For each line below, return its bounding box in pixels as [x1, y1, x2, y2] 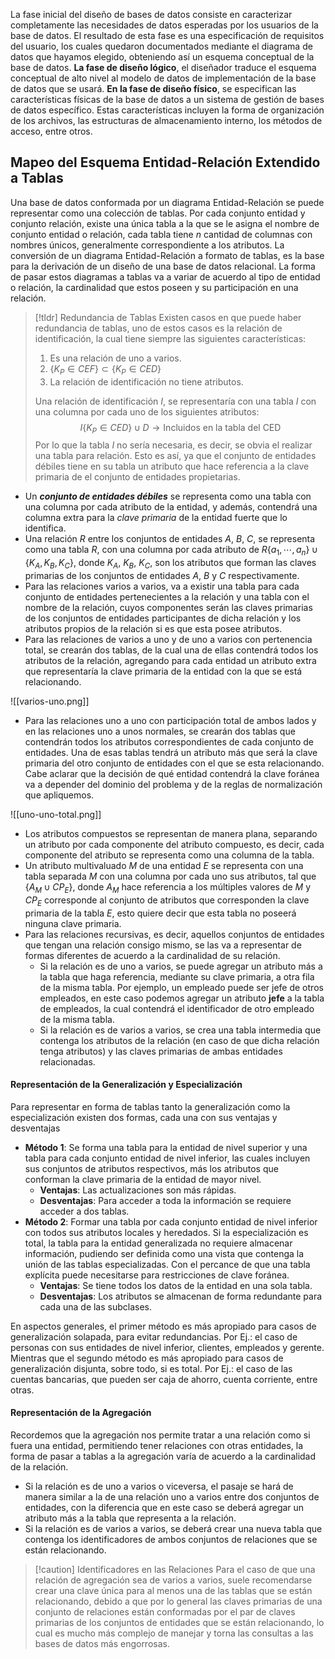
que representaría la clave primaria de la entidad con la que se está [24, 665, 303, 677]
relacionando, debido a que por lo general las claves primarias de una [34, 1595, 323, 1607]
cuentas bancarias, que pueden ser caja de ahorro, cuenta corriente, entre [10, 1373, 318, 1385]
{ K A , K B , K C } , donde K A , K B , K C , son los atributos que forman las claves [24, 557, 317, 571]
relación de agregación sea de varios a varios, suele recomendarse [34, 1574, 313, 1586]
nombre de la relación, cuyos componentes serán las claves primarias [24, 602, 313, 613]
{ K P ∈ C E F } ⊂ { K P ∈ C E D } [49, 362, 162, 377]
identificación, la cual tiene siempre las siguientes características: [34, 332, 307, 344]
